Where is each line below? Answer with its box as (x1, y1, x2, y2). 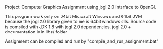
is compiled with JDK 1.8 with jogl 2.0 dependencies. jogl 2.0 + (5, 24, 131, 30)
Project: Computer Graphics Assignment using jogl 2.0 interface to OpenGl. (5, 4, 156, 10)
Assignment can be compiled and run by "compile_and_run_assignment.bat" (5, 38, 159, 44)
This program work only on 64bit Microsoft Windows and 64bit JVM (5, 14, 142, 19)
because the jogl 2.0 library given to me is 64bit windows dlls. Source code (5, 19, 157, 24)
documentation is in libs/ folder (5, 29, 67, 34)
